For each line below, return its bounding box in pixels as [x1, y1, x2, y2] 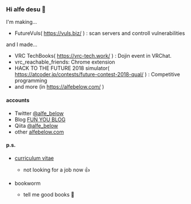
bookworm [14, 180, 41, 187]
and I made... [6, 41, 38, 48]
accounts [6, 96, 30, 104]
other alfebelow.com [14, 128, 64, 135]
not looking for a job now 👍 [23, 166, 91, 173]
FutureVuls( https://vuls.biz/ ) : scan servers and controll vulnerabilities [14, 30, 185, 37]
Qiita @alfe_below [14, 122, 58, 129]
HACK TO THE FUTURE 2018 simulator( [14, 65, 110, 72]
